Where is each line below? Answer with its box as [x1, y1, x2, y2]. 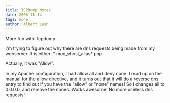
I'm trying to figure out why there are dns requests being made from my [5, 45, 155, 51]
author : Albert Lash [5, 21, 49, 27]
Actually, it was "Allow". [5, 60, 54, 66]
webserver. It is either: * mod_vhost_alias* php [5, 51, 103, 57]
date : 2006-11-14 [5, 12, 42, 17]
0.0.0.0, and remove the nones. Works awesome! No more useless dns [5, 87, 153, 93]
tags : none [5, 17, 28, 22]
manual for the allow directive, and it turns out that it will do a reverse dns [5, 76, 159, 82]
